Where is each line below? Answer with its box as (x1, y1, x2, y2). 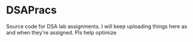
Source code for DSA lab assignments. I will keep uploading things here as (6, 23, 188, 30)
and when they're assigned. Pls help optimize (6, 29, 117, 36)
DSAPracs (6, 3, 57, 17)
